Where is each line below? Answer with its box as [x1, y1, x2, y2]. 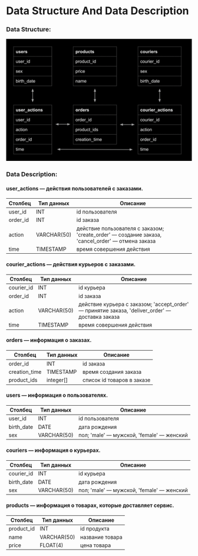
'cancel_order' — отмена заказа [76, 237, 156, 244]
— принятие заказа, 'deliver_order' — [78, 306, 171, 314]
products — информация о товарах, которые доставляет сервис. [6, 502, 174, 509]
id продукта [80, 525, 110, 532]
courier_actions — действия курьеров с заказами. [6, 260, 136, 267]
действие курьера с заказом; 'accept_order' [78, 300, 189, 308]
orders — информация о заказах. [6, 337, 92, 344]
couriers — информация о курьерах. [6, 447, 101, 454]
